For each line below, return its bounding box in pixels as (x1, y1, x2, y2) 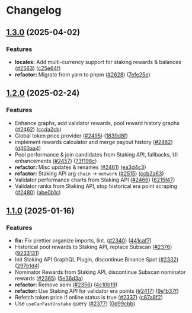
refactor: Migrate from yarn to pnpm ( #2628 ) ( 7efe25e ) (14, 71, 151, 78)
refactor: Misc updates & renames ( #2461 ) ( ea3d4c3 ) (14, 164, 146, 171)
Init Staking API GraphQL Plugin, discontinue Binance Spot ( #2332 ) (14, 256, 179, 263)
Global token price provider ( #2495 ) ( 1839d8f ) (14, 132, 129, 139)
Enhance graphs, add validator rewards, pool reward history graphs (14, 119, 180, 126)
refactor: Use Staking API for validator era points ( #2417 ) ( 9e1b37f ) (14, 288, 179, 295)
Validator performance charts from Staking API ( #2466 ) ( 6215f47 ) (14, 176, 175, 183)
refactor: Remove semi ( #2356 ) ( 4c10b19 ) (14, 281, 118, 288)
